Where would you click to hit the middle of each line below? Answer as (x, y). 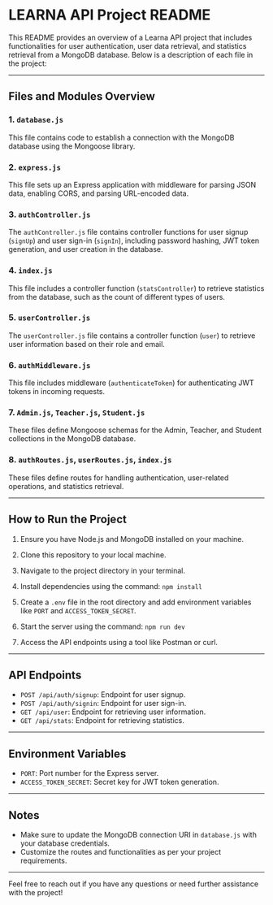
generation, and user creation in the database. (86, 249)
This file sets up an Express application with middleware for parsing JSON (132, 184)
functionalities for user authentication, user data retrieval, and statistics (128, 45)
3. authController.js (50, 214)
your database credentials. (65, 843)
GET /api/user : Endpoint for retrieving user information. (113, 712)
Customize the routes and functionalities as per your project (121, 851)
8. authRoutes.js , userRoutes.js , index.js (90, 460)
